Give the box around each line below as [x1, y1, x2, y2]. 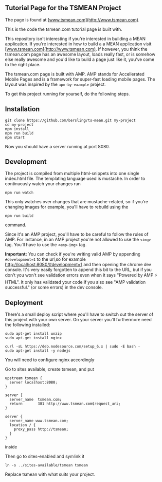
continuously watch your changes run [5, 181, 81, 187]
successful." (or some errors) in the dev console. [5, 285, 103, 290]
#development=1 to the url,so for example [5, 256, 86, 262]
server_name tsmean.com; [9, 397, 62, 402]
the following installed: [5, 322, 50, 328]
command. [5, 222, 27, 228]
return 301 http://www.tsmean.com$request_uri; [9, 402, 121, 406]
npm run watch [5, 190, 34, 195]
